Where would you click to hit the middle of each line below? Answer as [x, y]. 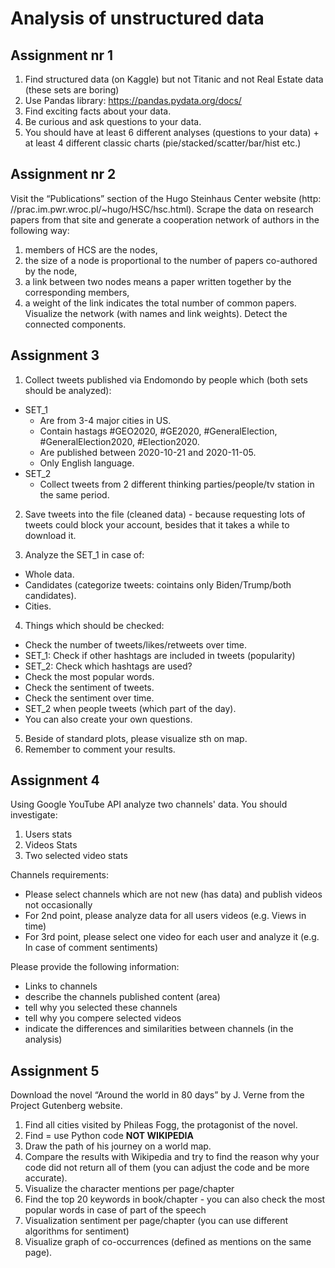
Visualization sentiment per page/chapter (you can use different [156, 1221]
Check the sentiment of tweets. [89, 687]
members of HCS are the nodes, [91, 249]
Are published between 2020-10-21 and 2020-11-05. [148, 452]
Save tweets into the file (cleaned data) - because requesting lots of [165, 514]
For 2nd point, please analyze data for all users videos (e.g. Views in [165, 916]
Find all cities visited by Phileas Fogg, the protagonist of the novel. [161, 1125]
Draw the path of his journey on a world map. [118, 1146]
